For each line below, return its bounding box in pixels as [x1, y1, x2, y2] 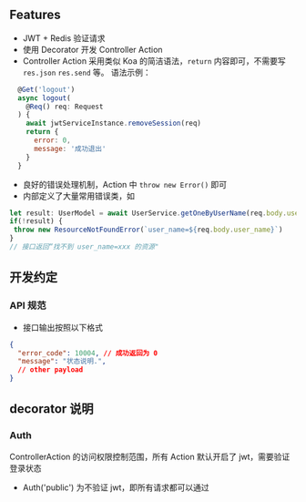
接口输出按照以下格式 [22, 322, 103, 333]
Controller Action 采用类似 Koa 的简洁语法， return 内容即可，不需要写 [22, 55, 287, 67]
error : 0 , [33, 136, 71, 145]
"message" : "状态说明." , [17, 357, 107, 366]
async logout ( [17, 93, 71, 103]
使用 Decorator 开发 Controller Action [22, 44, 163, 55]
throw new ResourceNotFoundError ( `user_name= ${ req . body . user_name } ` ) [13, 225, 283, 235]
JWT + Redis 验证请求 [22, 32, 107, 44]
